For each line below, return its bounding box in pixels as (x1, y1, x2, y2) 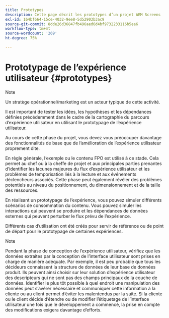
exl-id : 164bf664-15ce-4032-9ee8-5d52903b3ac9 (5, 17, 105, 22)
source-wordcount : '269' (5, 31, 57, 36)
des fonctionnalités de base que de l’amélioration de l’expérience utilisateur (5, 140, 161, 146)
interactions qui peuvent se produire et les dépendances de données (5, 207, 148, 214)
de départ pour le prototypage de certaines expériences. (5, 228, 123, 234)
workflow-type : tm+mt (5, 26, 51, 31)
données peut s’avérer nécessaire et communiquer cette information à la (5, 285, 156, 291)
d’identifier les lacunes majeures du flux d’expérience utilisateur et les (5, 166, 150, 172)
